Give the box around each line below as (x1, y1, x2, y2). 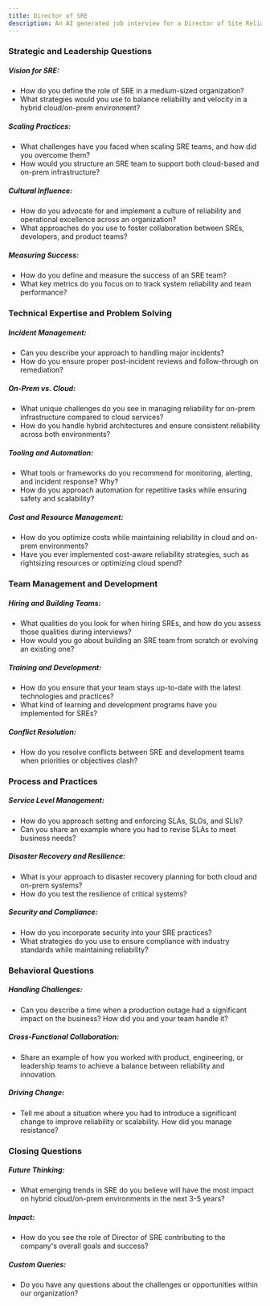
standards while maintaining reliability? (19, 945, 149, 954)
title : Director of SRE (8, 11, 88, 20)
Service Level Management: (8, 796, 104, 805)
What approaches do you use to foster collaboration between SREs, (19, 223, 245, 233)
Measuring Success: (8, 250, 80, 260)
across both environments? (19, 430, 111, 439)
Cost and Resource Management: (8, 512, 124, 521)
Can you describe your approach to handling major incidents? (19, 348, 225, 358)
